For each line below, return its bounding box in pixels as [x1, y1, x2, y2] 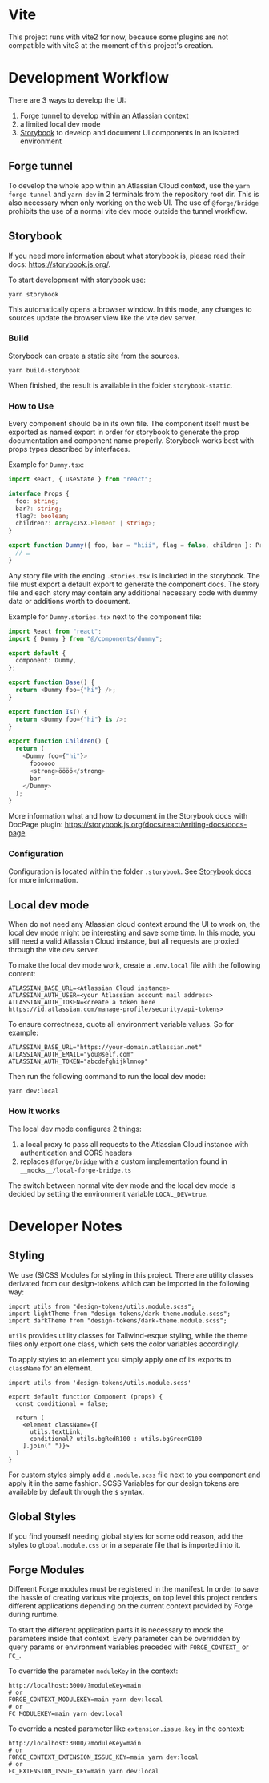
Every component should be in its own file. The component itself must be [8, 419, 250, 429]
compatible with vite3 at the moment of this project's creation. [8, 40, 214, 50]
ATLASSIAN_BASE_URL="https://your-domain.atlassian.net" [8, 1044, 203, 1052]
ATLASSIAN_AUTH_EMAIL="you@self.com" [8, 1051, 134, 1059]
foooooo [29, 759, 56, 768]
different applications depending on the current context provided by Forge [8, 1601, 254, 1611]
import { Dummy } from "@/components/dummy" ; [8, 634, 163, 642]
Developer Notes [8, 1217, 122, 1235]
